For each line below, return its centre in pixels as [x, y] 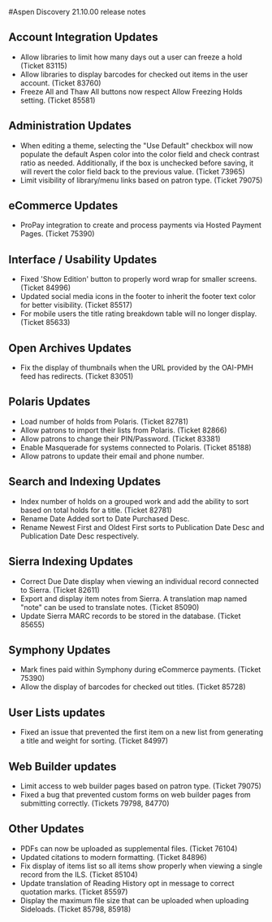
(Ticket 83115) [43, 65]
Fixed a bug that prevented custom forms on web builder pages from [136, 794]
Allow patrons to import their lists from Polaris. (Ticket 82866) [123, 430]
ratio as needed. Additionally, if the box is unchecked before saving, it [137, 163]
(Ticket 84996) [45, 288]
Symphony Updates [60, 650]
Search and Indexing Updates [84, 482]
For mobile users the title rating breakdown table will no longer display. [138, 314]
